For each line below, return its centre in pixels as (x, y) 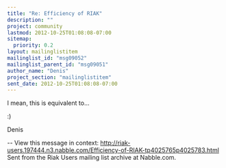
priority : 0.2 (33, 45)
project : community (35, 26)
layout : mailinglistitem (42, 52)
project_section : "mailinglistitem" (59, 77)
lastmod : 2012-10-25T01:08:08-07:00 (59, 33)
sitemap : (20, 39)
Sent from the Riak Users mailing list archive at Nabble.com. (92, 158)
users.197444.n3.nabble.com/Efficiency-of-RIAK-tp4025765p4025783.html (113, 150)
